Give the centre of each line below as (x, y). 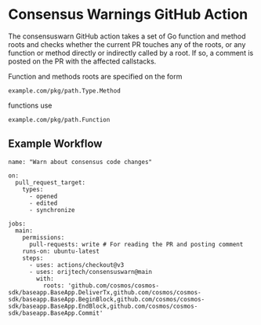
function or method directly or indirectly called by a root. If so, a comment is (131, 53)
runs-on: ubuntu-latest (61, 251)
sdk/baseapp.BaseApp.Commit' (56, 313)
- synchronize (52, 210)
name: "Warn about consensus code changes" (80, 162)
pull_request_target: (51, 182)
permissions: (43, 237)
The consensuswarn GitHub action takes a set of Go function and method (127, 36)
